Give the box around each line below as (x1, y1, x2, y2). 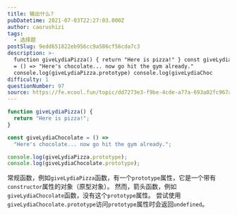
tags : (7, 30, 23, 37)
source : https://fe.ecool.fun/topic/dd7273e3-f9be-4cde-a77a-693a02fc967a (7, 89, 232, 96)
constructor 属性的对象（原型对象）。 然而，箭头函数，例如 (7, 183, 177, 191)
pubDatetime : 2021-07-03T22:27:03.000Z (7, 17, 125, 24)
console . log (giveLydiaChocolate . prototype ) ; (7, 160, 140, 167)
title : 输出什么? (7, 10, 54, 18)
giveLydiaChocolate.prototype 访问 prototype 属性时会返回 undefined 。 (7, 200, 209, 209)
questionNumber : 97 (7, 82, 65, 90)
